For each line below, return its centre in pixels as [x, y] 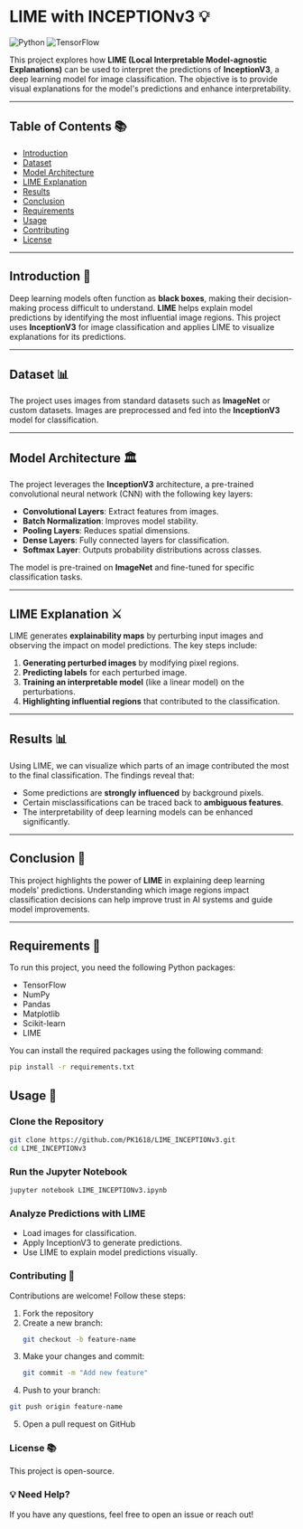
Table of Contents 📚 [69, 127]
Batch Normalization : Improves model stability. [110, 521]
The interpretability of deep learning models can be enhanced [138, 812]
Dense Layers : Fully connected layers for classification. [126, 541]
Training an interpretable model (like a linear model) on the [133, 682]
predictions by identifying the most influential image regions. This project [145, 317]
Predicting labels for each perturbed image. [105, 672]
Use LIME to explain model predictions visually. [110, 1252]
